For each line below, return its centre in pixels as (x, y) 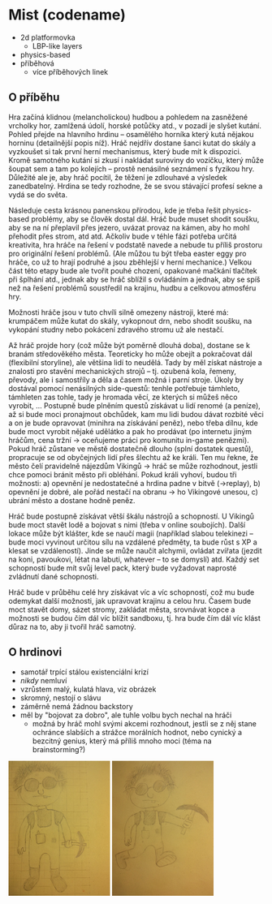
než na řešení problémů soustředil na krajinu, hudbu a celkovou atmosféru (132, 288)
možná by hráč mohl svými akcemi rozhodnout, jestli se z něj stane (145, 723)
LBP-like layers (57, 45)
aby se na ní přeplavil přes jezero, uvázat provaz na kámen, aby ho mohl (129, 227)
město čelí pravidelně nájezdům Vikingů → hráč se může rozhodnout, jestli (133, 466)
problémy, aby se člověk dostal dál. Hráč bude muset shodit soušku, (145, 219)
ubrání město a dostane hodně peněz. (72, 500)
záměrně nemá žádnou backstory (77, 706)
